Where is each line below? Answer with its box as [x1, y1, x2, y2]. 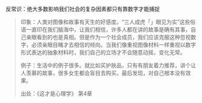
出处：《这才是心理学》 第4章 [20, 90, 92, 97]
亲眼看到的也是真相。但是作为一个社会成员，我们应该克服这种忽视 [25, 34, 191, 41]
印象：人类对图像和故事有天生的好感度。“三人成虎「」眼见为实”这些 [20, 18, 190, 26]
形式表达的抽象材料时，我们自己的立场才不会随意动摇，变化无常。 [20, 49, 186, 56]
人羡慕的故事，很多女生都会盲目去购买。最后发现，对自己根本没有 [20, 69, 186, 76]
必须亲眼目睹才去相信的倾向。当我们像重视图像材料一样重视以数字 [31, 41, 197, 48]
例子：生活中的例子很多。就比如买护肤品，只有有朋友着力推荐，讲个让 [20, 62, 197, 69]
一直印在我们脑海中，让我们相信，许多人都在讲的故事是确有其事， [25, 26, 191, 33]
